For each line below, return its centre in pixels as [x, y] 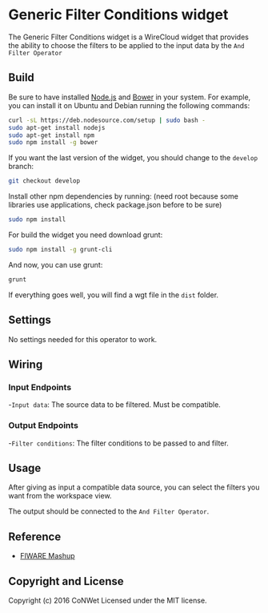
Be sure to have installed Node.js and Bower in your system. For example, [130, 97]
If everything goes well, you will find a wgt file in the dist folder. [113, 295]
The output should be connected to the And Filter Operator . [109, 511]
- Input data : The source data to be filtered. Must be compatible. [115, 405]
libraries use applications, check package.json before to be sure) [115, 205]
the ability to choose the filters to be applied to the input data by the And [126, 45]
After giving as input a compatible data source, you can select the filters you [134, 487]
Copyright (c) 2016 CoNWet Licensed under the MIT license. [108, 600]
